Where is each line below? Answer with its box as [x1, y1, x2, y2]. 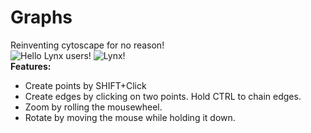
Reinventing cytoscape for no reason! [10, 39, 165, 51]
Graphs [10, 6, 73, 29]
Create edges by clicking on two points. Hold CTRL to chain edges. [24, 90, 302, 102]
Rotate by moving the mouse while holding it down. [24, 111, 236, 123]
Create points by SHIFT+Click [24, 79, 147, 91]
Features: [10, 60, 52, 72]
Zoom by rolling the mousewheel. [24, 101, 163, 113]
